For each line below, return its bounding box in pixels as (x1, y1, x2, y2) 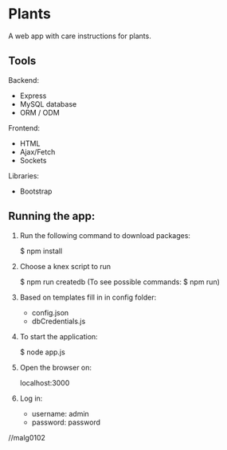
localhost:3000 (19, 378, 70, 387)
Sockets (19, 155, 47, 165)
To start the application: (19, 331, 98, 341)
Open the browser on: (19, 362, 92, 372)
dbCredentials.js (31, 316, 86, 326)
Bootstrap (19, 186, 53, 196)
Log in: (19, 393, 43, 403)
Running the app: (8, 209, 96, 223)
